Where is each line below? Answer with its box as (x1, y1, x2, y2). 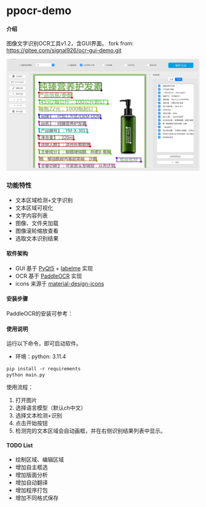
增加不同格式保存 (15, 494, 59, 501)
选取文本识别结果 (15, 234, 59, 242)
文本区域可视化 (15, 204, 53, 212)
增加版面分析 (15, 471, 48, 479)
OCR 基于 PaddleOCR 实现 (15, 272, 83, 280)
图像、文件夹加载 (15, 219, 59, 227)
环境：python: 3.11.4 (15, 353, 66, 360)
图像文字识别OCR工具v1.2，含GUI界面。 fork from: (6, 40, 134, 47)
